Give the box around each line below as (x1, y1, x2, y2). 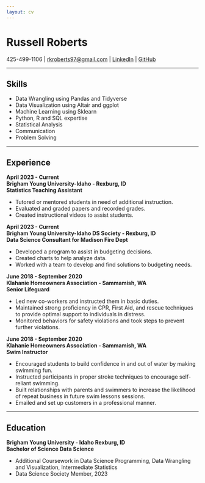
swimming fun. (15, 367, 53, 374)
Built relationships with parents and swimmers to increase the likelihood (15, 386, 196, 394)
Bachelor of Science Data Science (6, 445, 95, 452)
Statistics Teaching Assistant (6, 187, 82, 194)
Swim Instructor (6, 349, 48, 356)
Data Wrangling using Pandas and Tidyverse (15, 95, 127, 103)
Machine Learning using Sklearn (15, 108, 97, 115)
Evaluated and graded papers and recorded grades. (15, 205, 146, 212)
